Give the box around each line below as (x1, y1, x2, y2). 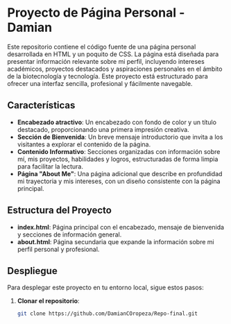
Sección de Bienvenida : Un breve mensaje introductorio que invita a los (17, 133, 223, 141)
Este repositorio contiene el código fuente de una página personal (7, 42, 196, 51)
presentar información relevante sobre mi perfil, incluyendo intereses (7, 57, 205, 65)
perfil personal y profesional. (17, 245, 100, 253)
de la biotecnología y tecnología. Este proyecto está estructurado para (7, 71, 208, 80)
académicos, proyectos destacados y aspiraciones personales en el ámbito (7, 65, 223, 73)
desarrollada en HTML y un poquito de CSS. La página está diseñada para (7, 50, 219, 58)
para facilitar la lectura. (17, 162, 83, 171)
